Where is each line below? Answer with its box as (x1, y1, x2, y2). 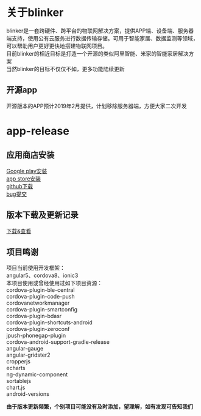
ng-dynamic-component (6, 371, 68, 378)
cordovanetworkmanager (6, 299, 70, 306)
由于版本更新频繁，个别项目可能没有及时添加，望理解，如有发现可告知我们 (6, 403, 193, 410)
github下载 (6, 182, 33, 190)
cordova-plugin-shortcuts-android (6, 319, 93, 326)
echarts (6, 365, 26, 372)
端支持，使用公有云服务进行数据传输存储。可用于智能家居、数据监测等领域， (6, 34, 199, 42)
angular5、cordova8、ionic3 (6, 272, 79, 279)
